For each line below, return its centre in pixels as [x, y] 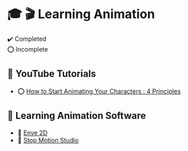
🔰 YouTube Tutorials [52, 74]
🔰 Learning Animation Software [77, 116]
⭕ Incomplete [28, 49]
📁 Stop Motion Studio [48, 140]
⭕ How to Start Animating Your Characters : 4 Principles [99, 91]
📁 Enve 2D [32, 132]
